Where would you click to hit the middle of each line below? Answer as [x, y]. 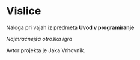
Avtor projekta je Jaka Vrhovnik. [46, 50]
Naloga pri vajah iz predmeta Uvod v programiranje [70, 27]
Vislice [24, 11]
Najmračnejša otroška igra [39, 39]
